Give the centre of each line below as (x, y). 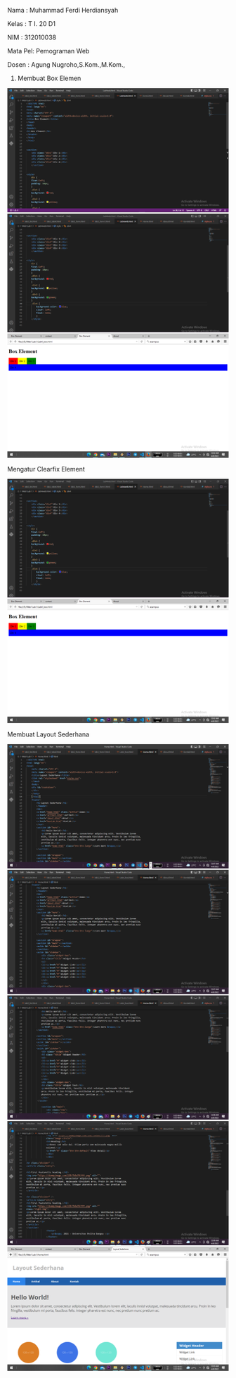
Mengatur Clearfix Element (46, 469)
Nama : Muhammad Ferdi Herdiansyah (63, 10)
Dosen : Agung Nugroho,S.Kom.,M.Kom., (66, 65)
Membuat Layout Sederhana (48, 734)
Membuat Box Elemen (49, 78)
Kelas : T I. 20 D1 (32, 24)
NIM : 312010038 (32, 37)
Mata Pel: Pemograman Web (48, 51)
